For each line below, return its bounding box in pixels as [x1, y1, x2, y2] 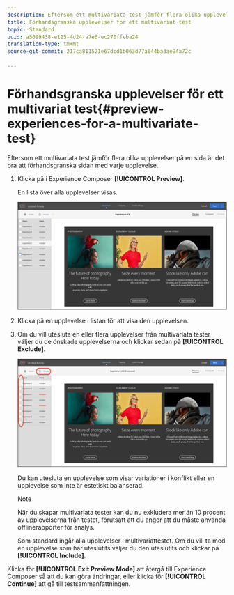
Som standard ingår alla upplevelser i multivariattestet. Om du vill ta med [17, 536, 226, 545]
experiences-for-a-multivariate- [7, 116, 199, 132]
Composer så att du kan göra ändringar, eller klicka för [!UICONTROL [7, 572, 206, 581]
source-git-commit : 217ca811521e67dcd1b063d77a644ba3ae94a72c [7, 48, 192, 55]
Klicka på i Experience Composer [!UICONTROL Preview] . [17, 174, 185, 183]
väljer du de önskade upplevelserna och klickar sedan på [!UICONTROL [17, 337, 224, 346]
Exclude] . [17, 345, 46, 353]
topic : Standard [7, 26, 54, 33]
